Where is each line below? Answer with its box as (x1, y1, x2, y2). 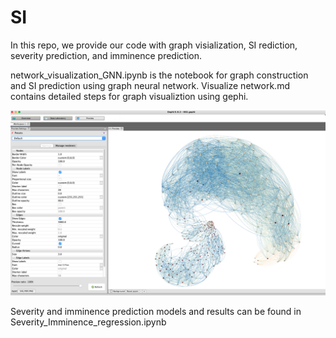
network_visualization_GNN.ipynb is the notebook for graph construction (10, 69, 309, 81)
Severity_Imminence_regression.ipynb (10, 316, 167, 328)
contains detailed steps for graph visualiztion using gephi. (10, 90, 249, 102)
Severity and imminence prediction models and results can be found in (10, 306, 302, 318)
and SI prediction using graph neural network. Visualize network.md (10, 79, 290, 91)
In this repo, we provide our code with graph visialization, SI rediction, (10, 39, 298, 51)
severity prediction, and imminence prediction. (10, 49, 202, 61)
